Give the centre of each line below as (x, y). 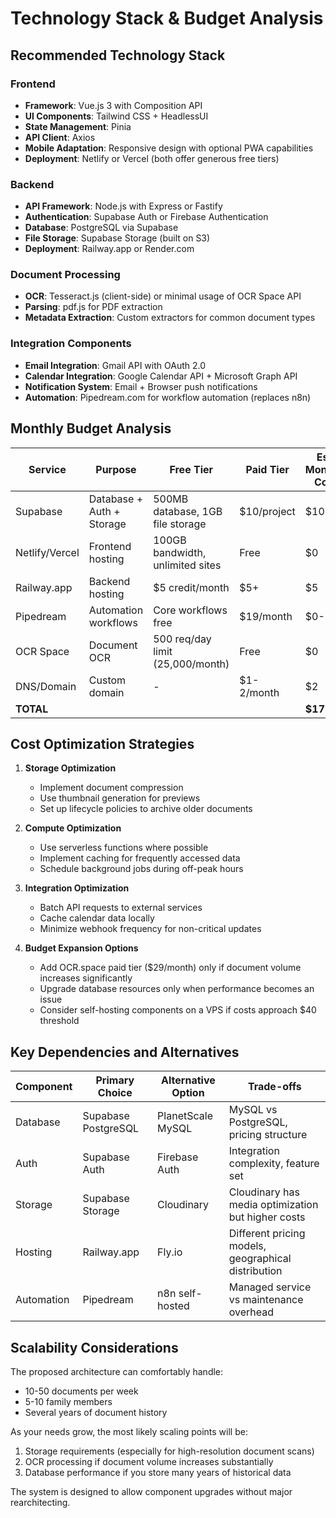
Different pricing (267, 1234)
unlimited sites (187, 565)
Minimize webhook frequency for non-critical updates (150, 929)
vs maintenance (266, 1300)
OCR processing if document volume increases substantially (149, 1462)
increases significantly (86, 978)
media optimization (273, 1205)
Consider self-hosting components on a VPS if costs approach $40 (178, 1010)
